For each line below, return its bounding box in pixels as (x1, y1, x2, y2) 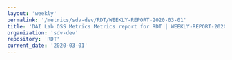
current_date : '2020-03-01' (7, 42, 88, 49)
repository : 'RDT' (7, 36, 60, 43)
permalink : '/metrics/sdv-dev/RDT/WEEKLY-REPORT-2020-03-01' (7, 17, 187, 23)
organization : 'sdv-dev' (7, 29, 79, 37)
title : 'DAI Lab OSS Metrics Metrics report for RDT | (7, 23, 168, 30)
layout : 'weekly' (7, 10, 57, 17)
